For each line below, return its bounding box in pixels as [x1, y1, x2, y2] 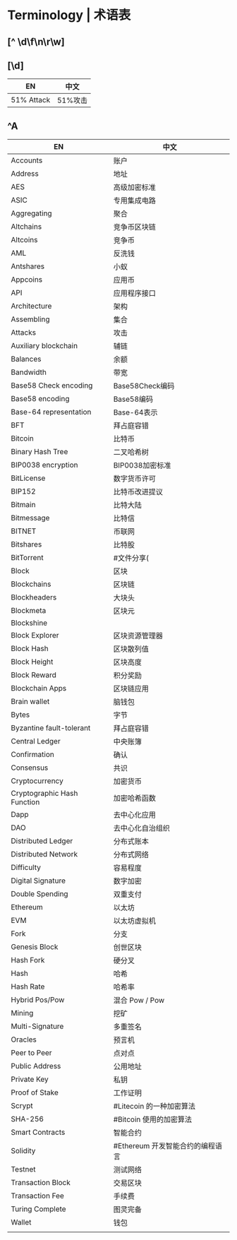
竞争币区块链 [113, 222, 157, 232]
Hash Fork [11, 955, 45, 965]
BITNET [11, 526, 37, 536]
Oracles [11, 1035, 37, 1044]
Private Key [11, 1075, 49, 1085]
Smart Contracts [11, 1128, 66, 1138]
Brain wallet [11, 697, 50, 707]
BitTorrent [11, 553, 44, 563]
